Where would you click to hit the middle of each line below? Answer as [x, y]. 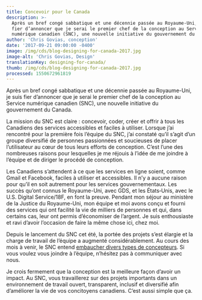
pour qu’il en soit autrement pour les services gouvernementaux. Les [92, 184]
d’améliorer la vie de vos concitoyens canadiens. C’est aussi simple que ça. [99, 291]
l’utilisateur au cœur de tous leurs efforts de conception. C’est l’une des [95, 147]
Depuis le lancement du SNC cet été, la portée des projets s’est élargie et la [100, 234]
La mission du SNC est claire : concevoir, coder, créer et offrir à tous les [95, 122]
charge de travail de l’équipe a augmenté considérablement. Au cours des [98, 241]
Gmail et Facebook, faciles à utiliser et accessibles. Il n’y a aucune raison [96, 178]
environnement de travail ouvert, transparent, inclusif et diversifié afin [93, 284]
